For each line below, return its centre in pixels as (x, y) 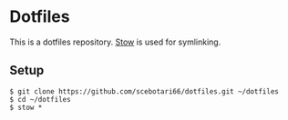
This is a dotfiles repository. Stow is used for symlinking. (115, 42)
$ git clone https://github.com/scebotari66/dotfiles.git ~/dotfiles (144, 91)
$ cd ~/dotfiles (40, 99)
